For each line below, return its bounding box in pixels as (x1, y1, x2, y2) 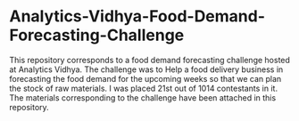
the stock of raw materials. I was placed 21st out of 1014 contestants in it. (9, 83, 278, 93)
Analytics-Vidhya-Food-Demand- (9, 6, 266, 27)
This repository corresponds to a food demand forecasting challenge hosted (9, 54, 290, 65)
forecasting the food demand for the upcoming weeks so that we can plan (9, 73, 282, 84)
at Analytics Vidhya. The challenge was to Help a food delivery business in (9, 64, 284, 75)
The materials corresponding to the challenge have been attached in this (9, 92, 277, 103)
